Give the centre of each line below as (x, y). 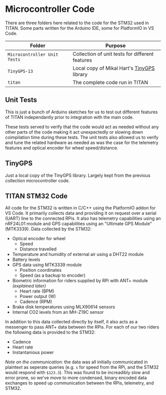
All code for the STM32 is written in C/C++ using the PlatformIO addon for (81, 208)
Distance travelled (38, 249)
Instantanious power (33, 352)
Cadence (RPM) (36, 302)
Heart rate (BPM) (37, 291)
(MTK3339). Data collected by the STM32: (48, 229)
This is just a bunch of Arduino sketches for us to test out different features (82, 112)
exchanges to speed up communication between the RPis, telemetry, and (80, 383)
